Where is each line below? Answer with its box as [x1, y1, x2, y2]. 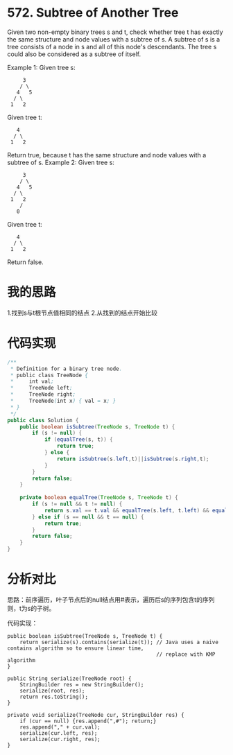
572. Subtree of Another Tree [7, 5, 179, 21]
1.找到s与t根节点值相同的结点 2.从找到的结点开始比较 [7, 309, 158, 317]
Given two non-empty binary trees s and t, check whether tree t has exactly [7, 28, 223, 36]
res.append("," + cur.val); [19, 724, 101, 731]
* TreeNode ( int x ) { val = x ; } [10, 397, 116, 405]
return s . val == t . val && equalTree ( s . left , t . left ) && [44, 507, 209, 514]
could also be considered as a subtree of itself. [7, 50, 141, 58]
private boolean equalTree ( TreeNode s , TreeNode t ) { [19, 494, 178, 501]
